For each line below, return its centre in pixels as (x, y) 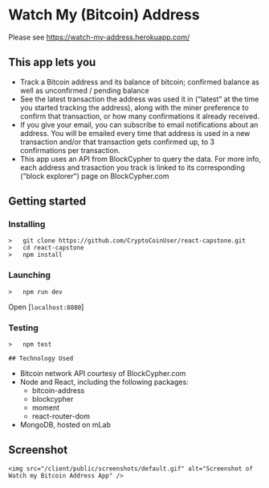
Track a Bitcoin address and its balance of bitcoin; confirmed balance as (139, 81)
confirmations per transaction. (70, 150)
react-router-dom (61, 416)
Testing (23, 328)
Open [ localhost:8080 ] (46, 307)
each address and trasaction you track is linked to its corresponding (132, 167)
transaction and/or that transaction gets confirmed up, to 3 (117, 142)
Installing (27, 225)
